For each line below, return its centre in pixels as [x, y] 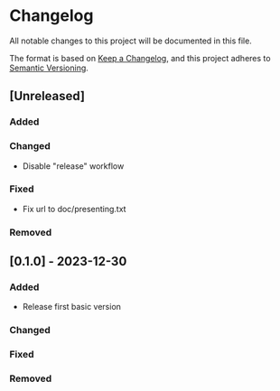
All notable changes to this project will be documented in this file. [131, 41]
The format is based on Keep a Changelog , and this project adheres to [140, 58]
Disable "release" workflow [73, 166]
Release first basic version [72, 307]
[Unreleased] [47, 96]
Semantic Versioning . [49, 68]
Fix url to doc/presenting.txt [74, 209]
